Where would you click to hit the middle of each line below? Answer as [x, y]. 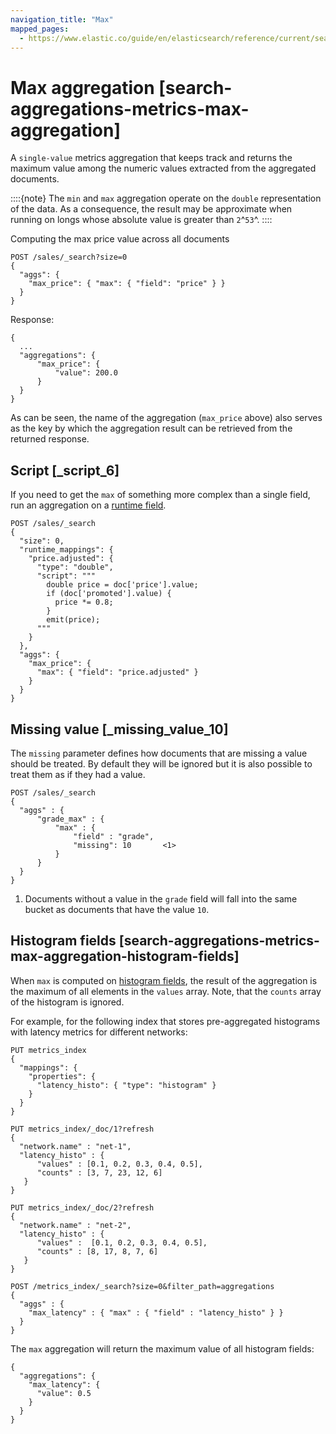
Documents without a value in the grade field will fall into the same [161, 898]
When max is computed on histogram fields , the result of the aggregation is [164, 980]
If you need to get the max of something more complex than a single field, [160, 495]
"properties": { [62, 1076]
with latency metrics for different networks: [99, 1032]
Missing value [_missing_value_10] [119, 729]
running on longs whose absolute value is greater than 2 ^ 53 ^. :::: [141, 220]
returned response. [50, 439]
